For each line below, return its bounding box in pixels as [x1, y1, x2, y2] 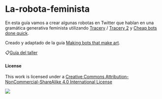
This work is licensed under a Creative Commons [5, 74, 105, 80]
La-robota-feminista [5, 3, 90, 15]
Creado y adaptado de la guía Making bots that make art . [5, 39, 120, 45]
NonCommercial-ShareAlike [5, 79, 61, 85]
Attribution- [105, 74, 129, 80]
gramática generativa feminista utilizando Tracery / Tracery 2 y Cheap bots [5, 25, 157, 31]
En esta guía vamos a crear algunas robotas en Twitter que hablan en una [5, 20, 154, 26]
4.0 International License [62, 79, 112, 85]
